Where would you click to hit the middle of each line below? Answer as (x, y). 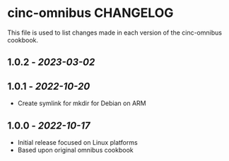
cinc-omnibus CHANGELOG (90, 13)
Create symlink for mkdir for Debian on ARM (82, 103)
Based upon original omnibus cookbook (75, 150)
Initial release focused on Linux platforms (77, 142)
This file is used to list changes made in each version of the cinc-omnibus (115, 32)
